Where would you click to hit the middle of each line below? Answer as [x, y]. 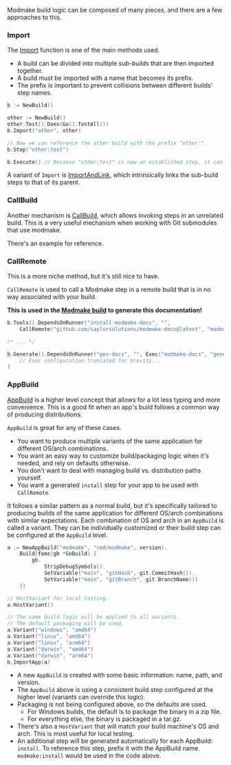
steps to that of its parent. [44, 183]
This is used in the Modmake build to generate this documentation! [105, 310]
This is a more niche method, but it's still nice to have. [83, 276]
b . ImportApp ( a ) [29, 662]
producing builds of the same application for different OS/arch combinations [115, 513]
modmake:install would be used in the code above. [89, 756]
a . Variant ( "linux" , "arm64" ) [49, 643]
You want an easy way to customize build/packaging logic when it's [113, 456]
